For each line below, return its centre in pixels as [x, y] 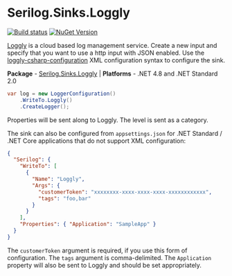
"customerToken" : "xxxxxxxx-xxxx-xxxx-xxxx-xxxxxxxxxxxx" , [125, 192]
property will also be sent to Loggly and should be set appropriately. [105, 265]
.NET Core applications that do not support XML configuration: [96, 141]
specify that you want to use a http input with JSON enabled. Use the [106, 53]
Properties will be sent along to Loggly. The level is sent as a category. [108, 120]
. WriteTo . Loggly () [46, 100]
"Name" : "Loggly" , [59, 179]
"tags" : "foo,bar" [64, 198]
